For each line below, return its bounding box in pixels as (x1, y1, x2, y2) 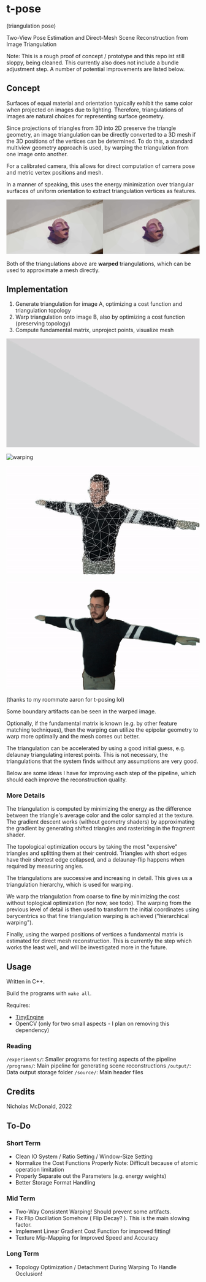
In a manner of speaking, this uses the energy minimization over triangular (6, 180, 194, 188)
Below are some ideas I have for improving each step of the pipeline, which (6, 770, 196, 777)
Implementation (6, 284, 69, 294)
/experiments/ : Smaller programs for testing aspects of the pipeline (6, 1056, 177, 1063)
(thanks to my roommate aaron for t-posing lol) (6, 696, 124, 704)
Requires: (6, 1001, 31, 1009)
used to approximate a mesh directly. (6, 266, 100, 274)
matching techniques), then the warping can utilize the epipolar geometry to (6, 726, 199, 734)
